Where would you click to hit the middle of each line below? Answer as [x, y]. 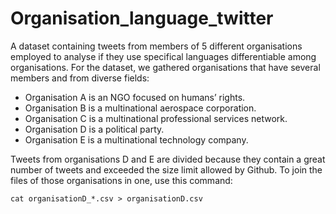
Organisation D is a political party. [94, 129]
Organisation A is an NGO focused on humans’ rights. [135, 97]
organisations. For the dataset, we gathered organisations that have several [165, 67]
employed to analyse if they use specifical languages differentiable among [163, 56]
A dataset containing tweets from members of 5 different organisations [156, 46]
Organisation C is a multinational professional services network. [156, 118]
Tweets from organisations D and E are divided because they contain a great [168, 159]
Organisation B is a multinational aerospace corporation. [140, 108]
